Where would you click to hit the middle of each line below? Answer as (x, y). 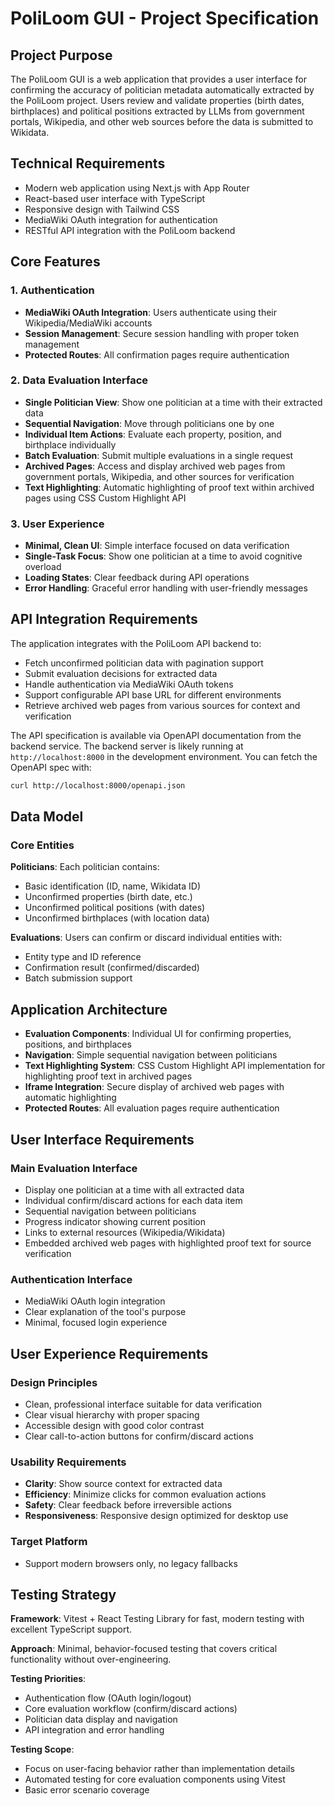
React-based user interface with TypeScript (115, 198)
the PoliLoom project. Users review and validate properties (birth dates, (157, 100)
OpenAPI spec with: (51, 767)
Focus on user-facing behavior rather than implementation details (159, 1769)
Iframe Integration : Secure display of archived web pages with (154, 1087)
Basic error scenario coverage (87, 1790)
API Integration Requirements (104, 619)
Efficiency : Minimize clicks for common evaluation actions (145, 1494)
